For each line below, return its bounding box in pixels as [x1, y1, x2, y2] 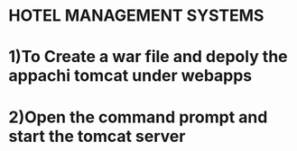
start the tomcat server [8, 126, 186, 147]
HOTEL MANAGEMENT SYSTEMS [8, 5, 265, 26]
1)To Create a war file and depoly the [8, 47, 288, 67]
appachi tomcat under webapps [8, 66, 253, 86]
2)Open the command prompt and [8, 107, 268, 127]
